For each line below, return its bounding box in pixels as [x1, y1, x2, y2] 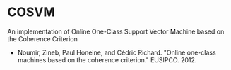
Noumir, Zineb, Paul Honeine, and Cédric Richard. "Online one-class [17, 48, 217, 57]
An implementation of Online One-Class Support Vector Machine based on [7, 27, 225, 36]
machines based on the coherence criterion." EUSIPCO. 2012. [17, 55, 197, 64]
